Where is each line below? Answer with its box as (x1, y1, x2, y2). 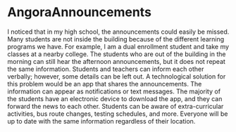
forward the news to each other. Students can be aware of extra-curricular (7, 102, 224, 110)
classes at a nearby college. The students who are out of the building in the (7, 50, 226, 58)
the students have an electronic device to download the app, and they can (7, 94, 223, 103)
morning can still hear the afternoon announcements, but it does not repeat (7, 57, 225, 65)
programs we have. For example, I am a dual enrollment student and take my (7, 42, 230, 51)
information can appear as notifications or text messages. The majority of (7, 87, 221, 95)
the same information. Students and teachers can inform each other (7, 65, 204, 73)
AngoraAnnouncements (7, 4, 151, 20)
